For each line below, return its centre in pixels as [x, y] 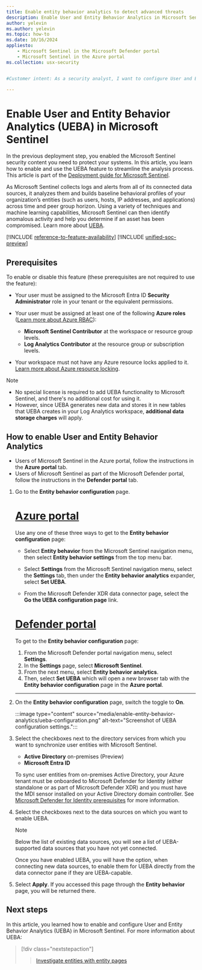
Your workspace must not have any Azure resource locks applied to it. [102, 362]
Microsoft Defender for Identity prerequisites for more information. [97, 800]
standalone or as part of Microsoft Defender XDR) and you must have [101, 787]
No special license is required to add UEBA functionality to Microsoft [100, 392]
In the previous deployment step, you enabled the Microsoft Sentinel [91, 156]
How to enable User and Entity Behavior [82, 437]
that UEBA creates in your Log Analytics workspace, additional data [99, 412]
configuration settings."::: [46, 726]
